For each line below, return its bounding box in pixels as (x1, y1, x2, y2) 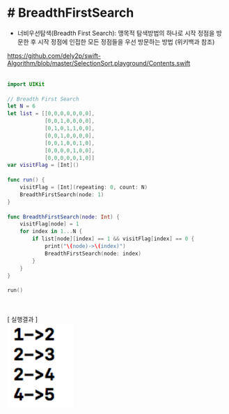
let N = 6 (7, 103, 36, 110)
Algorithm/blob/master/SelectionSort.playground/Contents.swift (7, 59, 191, 67)
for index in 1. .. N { (19, 228, 82, 235)
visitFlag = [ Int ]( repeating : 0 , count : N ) (19, 184, 148, 191)
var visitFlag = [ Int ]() (7, 162, 79, 169)
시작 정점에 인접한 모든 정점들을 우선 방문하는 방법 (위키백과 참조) (38, 37, 215, 46)
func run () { (7, 177, 45, 184)
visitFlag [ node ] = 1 (19, 221, 79, 228)
